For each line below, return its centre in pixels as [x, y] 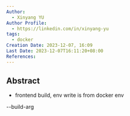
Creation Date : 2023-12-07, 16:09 [50, 46]
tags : [13, 34]
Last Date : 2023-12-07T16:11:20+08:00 [55, 51]
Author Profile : [26, 23]
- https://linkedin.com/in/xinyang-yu [60, 29]
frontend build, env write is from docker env [70, 95]
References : [21, 56]
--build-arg [20, 107]
